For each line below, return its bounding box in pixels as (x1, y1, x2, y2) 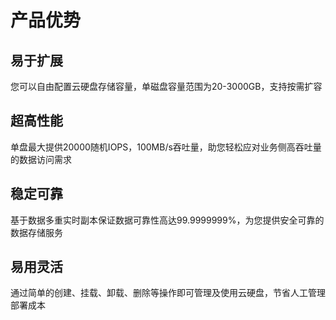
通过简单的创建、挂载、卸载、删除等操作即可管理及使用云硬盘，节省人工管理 (10, 287, 326, 299)
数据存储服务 (10, 226, 63, 238)
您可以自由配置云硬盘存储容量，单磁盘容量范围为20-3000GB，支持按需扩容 (10, 81, 323, 92)
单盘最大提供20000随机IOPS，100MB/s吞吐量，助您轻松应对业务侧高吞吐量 (10, 141, 322, 153)
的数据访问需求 (10, 153, 72, 165)
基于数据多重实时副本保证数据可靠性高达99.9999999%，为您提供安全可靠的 (10, 214, 325, 226)
